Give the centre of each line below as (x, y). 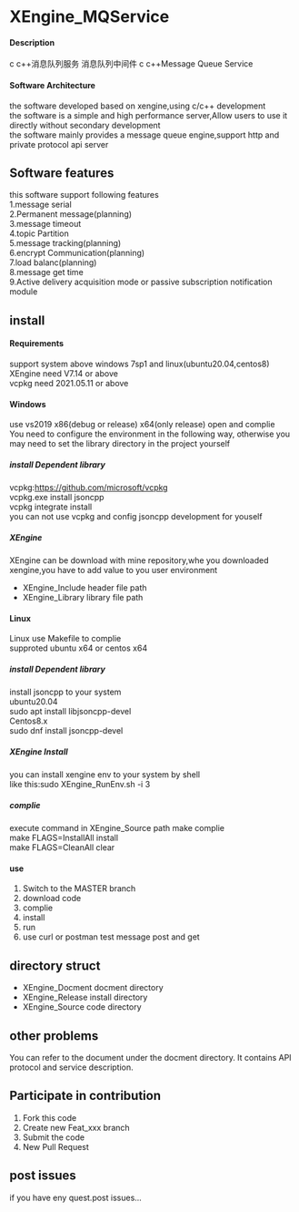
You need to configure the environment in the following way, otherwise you (150, 434)
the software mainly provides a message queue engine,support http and (145, 135)
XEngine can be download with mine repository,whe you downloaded (139, 560)
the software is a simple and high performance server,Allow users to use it (149, 115)
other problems (54, 1036)
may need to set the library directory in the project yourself (120, 444)
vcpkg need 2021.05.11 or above (69, 383)
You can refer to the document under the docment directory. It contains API (151, 1058)
